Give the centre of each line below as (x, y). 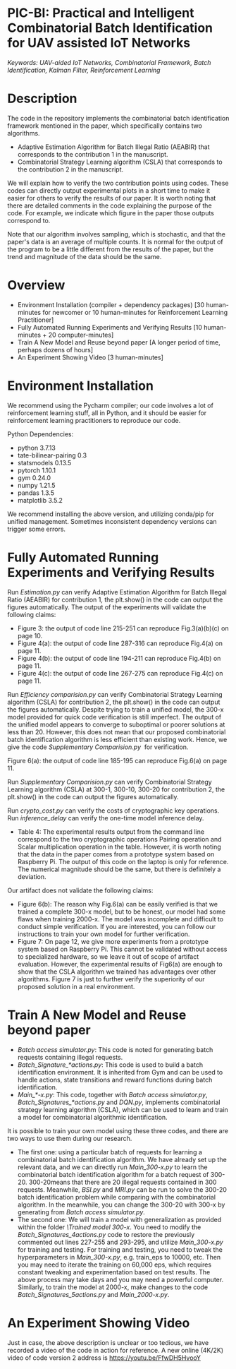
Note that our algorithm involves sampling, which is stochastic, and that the (117, 234)
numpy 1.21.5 (36, 485)
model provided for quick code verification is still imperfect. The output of (114, 717)
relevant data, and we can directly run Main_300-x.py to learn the (112, 1167)
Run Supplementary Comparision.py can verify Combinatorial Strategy (110, 782)
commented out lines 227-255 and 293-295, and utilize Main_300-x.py (120, 1242)
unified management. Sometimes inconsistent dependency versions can (112, 521)
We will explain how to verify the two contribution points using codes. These (118, 183)
